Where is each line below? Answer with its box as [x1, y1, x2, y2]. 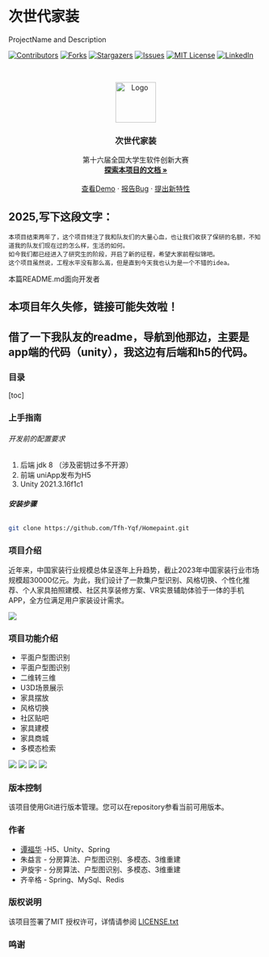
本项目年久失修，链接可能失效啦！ [8, 300, 179, 314]
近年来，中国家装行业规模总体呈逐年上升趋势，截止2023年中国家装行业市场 [8, 565, 260, 575]
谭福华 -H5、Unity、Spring [19, 844, 111, 854]
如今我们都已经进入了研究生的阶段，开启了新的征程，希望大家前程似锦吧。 [8, 251, 220, 259]
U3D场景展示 [19, 682, 64, 692]
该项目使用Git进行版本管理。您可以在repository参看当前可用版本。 [8, 802, 229, 812]
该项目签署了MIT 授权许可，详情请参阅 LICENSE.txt [8, 917, 179, 926]
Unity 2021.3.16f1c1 [19, 479, 83, 489]
